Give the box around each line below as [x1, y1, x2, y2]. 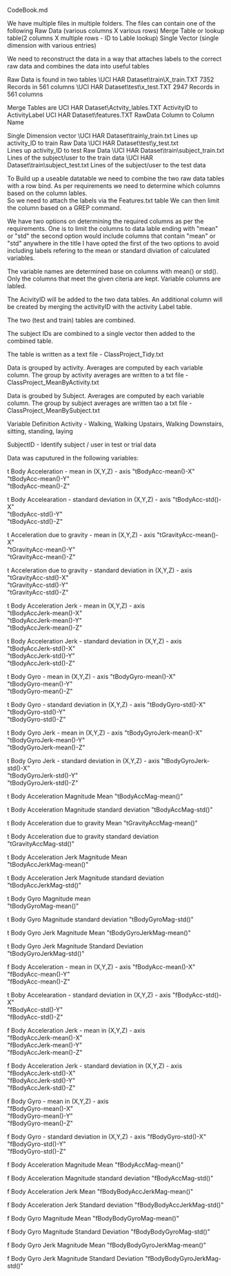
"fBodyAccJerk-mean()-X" [7, 1033, 83, 1042]
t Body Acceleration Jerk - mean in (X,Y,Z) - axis [7, 601, 145, 610]
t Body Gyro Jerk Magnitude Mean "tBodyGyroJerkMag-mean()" [7, 929, 191, 937]
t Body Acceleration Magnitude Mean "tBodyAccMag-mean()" [7, 792, 183, 800]
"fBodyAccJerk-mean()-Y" [7, 1041, 83, 1049]
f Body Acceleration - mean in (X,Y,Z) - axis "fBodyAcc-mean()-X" [7, 963, 196, 970]
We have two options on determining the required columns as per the [7, 217, 204, 225]
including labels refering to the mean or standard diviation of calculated [7, 247, 210, 254]
